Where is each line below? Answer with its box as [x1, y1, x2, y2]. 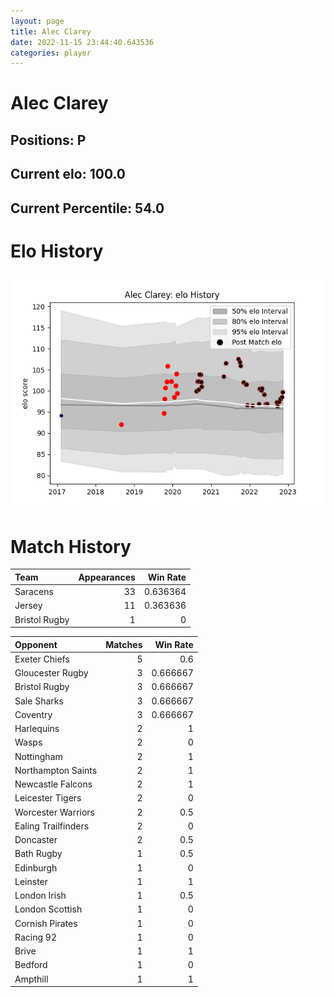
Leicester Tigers [14, 792, 82, 804]
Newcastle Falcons [14, 778, 93, 790]
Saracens [14, 586, 54, 598]
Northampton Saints [14, 764, 98, 776]
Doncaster [14, 834, 58, 846]
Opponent [14, 638, 58, 650]
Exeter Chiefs [14, 653, 70, 665]
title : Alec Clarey [10, 26, 92, 37]
